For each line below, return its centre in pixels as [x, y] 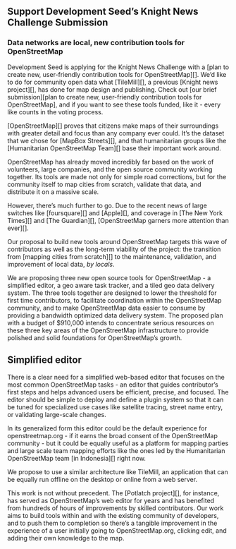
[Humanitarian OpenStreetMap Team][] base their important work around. [114, 148]
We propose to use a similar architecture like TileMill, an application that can [118, 471]
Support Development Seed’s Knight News [103, 12]
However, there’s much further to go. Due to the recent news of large [107, 205]
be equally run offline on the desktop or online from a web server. [103, 479]
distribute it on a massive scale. [53, 192]
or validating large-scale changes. [57, 414]
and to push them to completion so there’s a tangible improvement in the [112, 523]
